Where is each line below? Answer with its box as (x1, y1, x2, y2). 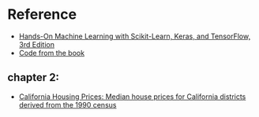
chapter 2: (7, 71, 60, 84)
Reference (7, 5, 77, 24)
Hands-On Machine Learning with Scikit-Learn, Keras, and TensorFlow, (18, 31, 250, 41)
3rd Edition (18, 39, 55, 49)
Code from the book (18, 48, 84, 57)
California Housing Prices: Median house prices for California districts (18, 92, 246, 101)
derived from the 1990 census (18, 100, 117, 109)
